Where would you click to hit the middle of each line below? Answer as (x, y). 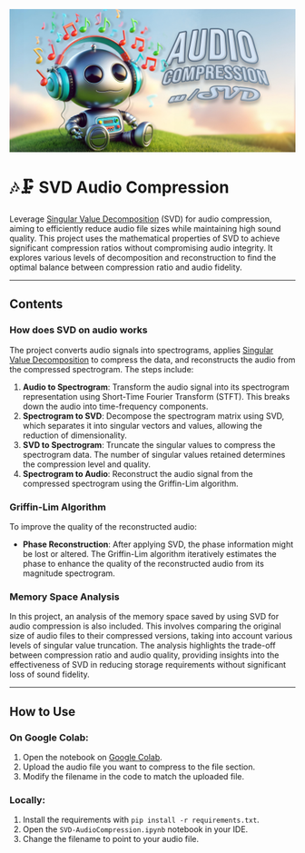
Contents (36, 304)
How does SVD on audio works (79, 330)
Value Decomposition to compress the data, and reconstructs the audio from (152, 360)
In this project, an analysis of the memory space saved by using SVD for (144, 617)
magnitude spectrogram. (69, 573)
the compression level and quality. (87, 464)
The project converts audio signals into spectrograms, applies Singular (142, 350)
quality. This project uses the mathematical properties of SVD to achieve (145, 238)
